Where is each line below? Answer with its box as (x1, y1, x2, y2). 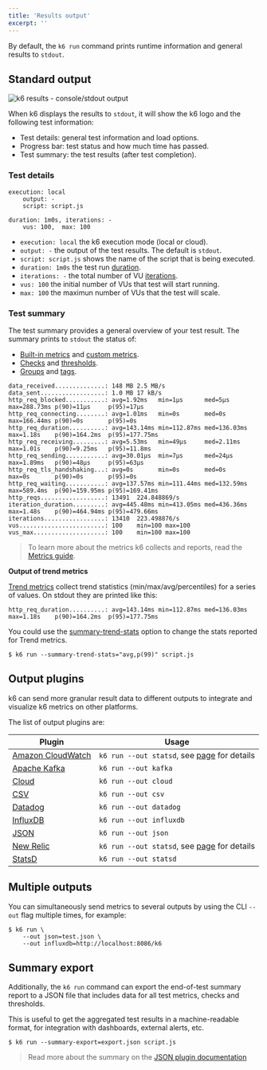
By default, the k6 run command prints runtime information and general (8, 41, 243, 50)
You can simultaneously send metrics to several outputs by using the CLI (8, 902, 247, 911)
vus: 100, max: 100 (22, 222, 91, 231)
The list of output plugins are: (8, 717, 105, 726)
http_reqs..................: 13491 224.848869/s (8, 494, 180, 502)
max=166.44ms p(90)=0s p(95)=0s (8, 416, 137, 425)
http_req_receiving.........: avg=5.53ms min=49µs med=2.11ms (8, 438, 241, 446)
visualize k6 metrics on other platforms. (8, 702, 139, 711)
